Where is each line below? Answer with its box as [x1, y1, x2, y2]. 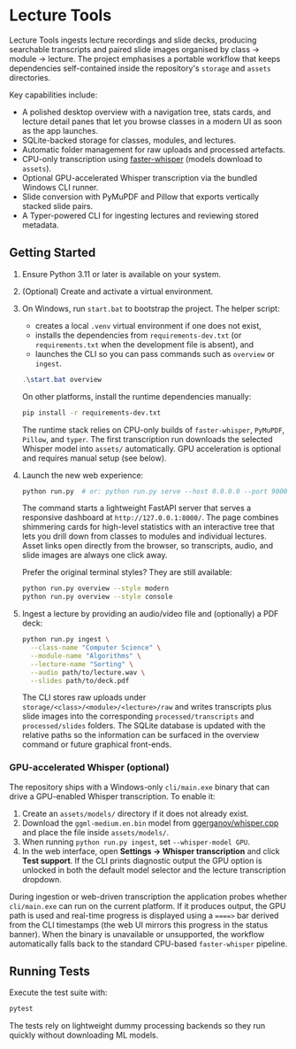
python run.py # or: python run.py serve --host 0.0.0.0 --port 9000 [21, 486, 288, 496]
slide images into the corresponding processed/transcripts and [21, 711, 254, 722]
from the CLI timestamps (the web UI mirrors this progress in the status [9, 919, 269, 930]
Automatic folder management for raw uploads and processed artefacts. [21, 144, 285, 155]
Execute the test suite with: [9, 987, 108, 998]
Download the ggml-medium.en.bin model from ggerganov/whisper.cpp [21, 817, 279, 828]
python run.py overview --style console [21, 593, 173, 602]
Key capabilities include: [9, 89, 98, 100]
